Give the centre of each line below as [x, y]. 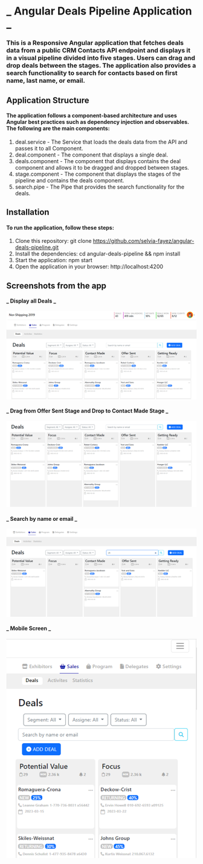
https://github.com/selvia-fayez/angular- [143, 241]
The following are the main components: [58, 129]
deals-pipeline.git [37, 247]
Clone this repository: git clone [53, 241]
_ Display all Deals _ [31, 301]
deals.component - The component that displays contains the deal [98, 161]
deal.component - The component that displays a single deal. [91, 155]
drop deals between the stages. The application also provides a [101, 66]
